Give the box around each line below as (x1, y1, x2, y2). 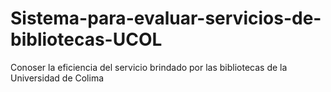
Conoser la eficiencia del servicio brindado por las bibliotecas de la (10, 61, 288, 73)
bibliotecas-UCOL (10, 28, 163, 51)
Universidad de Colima (10, 72, 105, 84)
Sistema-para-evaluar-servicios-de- (10, 7, 322, 30)
